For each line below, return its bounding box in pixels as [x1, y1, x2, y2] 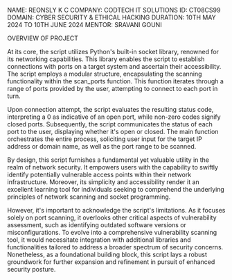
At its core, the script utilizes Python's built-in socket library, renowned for [7, 48, 220, 56]
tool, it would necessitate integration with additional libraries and [7, 236, 191, 244]
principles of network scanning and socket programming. [7, 192, 171, 201]
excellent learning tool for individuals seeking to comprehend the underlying [7, 186, 225, 193]
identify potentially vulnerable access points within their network [7, 170, 192, 179]
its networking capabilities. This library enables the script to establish [7, 55, 205, 63]
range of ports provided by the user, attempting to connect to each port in [7, 85, 218, 92]
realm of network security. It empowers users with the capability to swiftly [7, 163, 219, 171]
